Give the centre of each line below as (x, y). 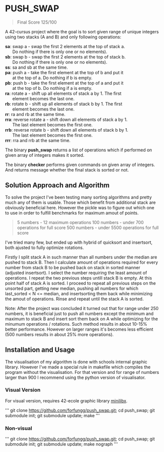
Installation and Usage (40, 350)
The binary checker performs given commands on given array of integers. (80, 165)
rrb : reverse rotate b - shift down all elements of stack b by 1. (67, 130)
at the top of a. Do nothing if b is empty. (52, 78)
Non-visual (19, 428)
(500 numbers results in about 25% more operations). (59, 334)
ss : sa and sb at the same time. (36, 67)
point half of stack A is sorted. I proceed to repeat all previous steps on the (81, 283)
